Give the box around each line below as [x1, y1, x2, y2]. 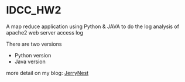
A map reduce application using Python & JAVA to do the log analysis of [6, 23, 180, 30]
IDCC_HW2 [6, 4, 61, 17]
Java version [14, 58, 46, 65]
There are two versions [6, 40, 62, 47]
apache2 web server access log [6, 29, 84, 36]
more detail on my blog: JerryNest [6, 69, 89, 76]
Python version [14, 52, 52, 59]
